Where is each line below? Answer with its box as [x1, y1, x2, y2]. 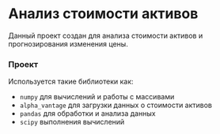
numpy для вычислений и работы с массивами [19, 92, 175, 102]
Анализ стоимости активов [8, 5, 199, 23]
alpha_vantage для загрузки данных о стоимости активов [19, 100, 212, 110]
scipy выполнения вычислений [19, 117, 125, 127]
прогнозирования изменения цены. [8, 39, 128, 48]
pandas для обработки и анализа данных [19, 109, 156, 118]
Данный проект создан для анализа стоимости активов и [8, 31, 203, 40]
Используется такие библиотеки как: [8, 76, 134, 87]
